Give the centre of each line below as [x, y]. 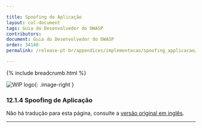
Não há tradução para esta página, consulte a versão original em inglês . [95, 113]
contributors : [24, 34]
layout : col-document [33, 23]
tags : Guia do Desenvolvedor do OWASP [55, 28]
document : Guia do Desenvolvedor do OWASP [60, 40]
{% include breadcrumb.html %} [46, 73]
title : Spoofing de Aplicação [44, 17]
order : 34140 [23, 45]
